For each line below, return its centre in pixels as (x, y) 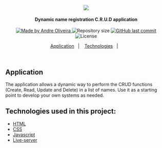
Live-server (25, 140)
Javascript (24, 134)
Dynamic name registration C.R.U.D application (86, 19)
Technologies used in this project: (61, 111)
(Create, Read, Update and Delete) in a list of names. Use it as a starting (81, 90)
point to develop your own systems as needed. (55, 95)
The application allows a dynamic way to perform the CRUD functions (79, 84)
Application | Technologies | (84, 46)
